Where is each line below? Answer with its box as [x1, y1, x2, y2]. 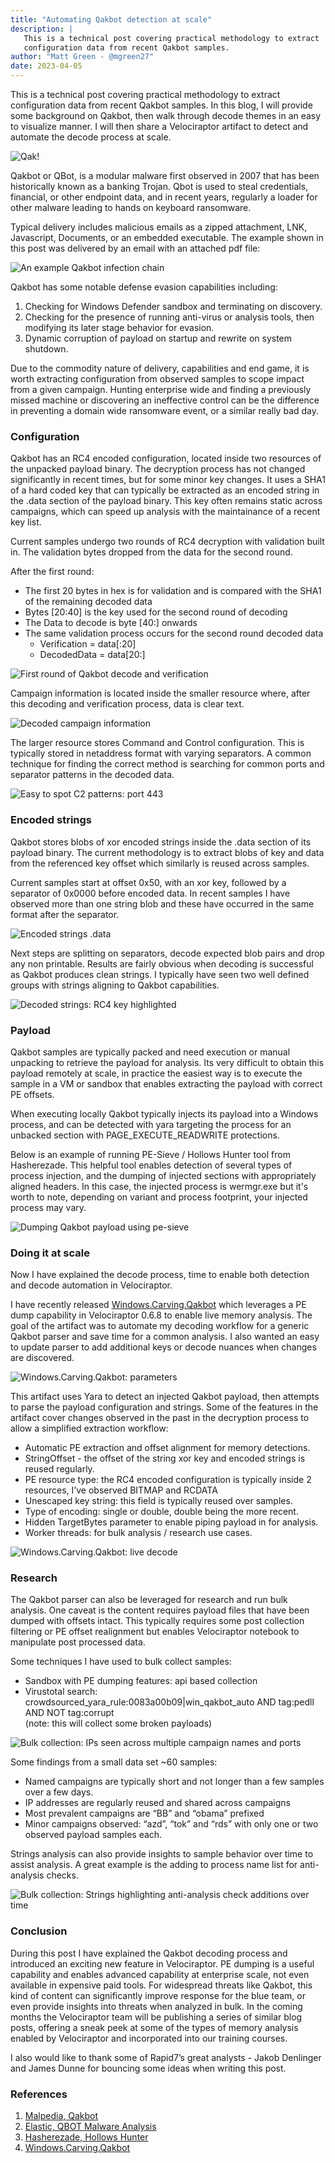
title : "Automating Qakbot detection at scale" [10, 14, 213, 25]
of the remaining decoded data [24, 596, 153, 608]
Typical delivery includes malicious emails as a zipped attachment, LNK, [10, 221, 308, 233]
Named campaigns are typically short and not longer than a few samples [24, 1776, 325, 1788]
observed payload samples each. [24, 1829, 163, 1841]
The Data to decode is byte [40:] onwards [24, 617, 198, 629]
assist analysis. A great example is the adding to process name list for [10, 1859, 298, 1871]
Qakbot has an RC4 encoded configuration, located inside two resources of [10, 452, 322, 465]
